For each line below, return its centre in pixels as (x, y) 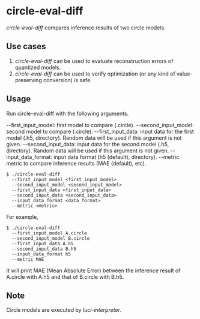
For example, (23, 216)
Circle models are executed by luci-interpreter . (64, 310)
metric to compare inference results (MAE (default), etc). (76, 163)
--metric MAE (28, 259)
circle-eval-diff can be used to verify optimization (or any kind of (95, 74)
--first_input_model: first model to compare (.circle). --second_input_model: (100, 125)
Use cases (26, 46)
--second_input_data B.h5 (44, 249)
